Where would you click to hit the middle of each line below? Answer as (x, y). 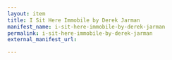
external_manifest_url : (42, 40)
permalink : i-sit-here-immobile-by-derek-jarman (80, 33)
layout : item (26, 14)
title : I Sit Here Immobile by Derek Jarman (74, 20)
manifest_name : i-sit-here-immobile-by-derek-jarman (86, 27)
